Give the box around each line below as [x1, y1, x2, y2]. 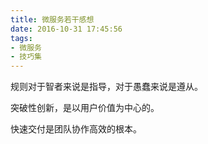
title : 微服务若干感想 [10, 14, 95, 25]
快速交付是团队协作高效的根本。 [10, 123, 142, 135]
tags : [10, 33, 33, 43]
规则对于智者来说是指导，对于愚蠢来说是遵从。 [10, 81, 203, 93]
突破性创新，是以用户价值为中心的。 [10, 102, 160, 114]
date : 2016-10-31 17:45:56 [10, 24, 123, 34]
